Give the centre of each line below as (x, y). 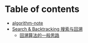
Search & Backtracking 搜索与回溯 (47, 29)
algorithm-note (27, 23)
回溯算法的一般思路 (39, 35)
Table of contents (42, 9)
